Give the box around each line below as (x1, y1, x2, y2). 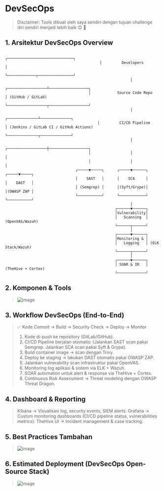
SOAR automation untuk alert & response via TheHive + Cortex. (24, 370, 153, 376)
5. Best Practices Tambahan (5, 433, 92, 441)
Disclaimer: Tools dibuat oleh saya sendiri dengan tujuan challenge (17, 19, 153, 25)
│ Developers (99, 60, 144, 65)
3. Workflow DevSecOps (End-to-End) (5, 311, 124, 319)
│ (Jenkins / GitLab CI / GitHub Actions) (5, 125, 93, 129)
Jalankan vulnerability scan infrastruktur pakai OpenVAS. (24, 360, 140, 366)
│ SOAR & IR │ (114, 262, 148, 267)
